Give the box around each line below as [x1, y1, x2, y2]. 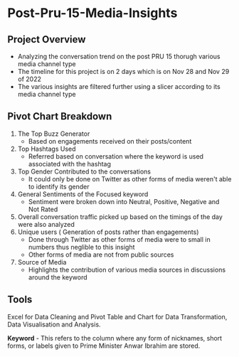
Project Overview [7, 33, 86, 46]
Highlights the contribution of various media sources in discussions [28, 265, 226, 274]
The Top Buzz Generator [17, 129, 90, 138]
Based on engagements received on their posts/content [28, 137, 192, 145]
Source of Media [17, 257, 67, 266]
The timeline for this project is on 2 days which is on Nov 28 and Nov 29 [17, 68, 230, 75]
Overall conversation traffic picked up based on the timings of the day [17, 212, 223, 221]
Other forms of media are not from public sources [28, 250, 174, 259]
